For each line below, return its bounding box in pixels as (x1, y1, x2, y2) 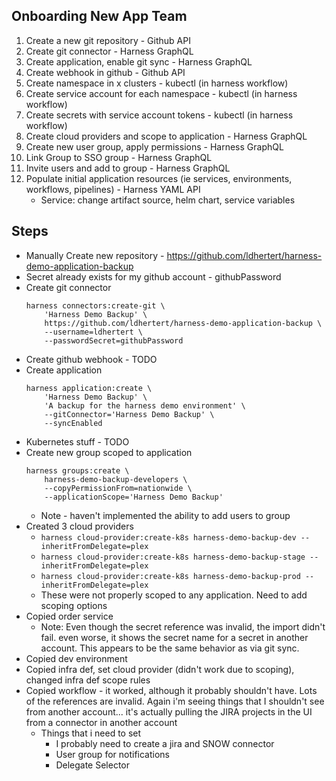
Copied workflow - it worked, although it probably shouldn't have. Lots (25, 684, 318, 696)
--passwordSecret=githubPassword (44, 335, 184, 346)
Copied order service (25, 610, 114, 622)
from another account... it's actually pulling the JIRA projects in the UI (25, 705, 313, 718)
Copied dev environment (25, 652, 128, 664)
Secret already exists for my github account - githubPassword (25, 270, 282, 283)
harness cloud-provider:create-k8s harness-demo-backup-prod (40, 571, 301, 581)
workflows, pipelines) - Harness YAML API (25, 183, 201, 195)
